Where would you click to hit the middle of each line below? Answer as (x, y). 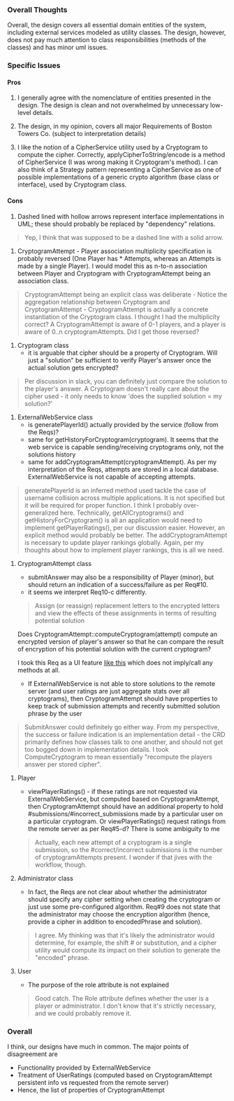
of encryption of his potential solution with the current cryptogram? (114, 649)
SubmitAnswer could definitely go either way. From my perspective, (122, 727)
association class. (43, 281)
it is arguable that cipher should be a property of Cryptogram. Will (123, 353)
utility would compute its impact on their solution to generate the (127, 950)
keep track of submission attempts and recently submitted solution (124, 705)
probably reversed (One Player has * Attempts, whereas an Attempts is (119, 258)
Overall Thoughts (37, 10)
